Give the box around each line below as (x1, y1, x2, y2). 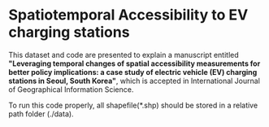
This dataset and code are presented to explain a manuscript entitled (8, 50, 240, 59)
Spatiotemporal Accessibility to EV (8, 6, 249, 24)
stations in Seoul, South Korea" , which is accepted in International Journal (8, 76, 260, 85)
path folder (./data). (8, 108, 75, 119)
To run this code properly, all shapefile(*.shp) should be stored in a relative (8, 100, 258, 110)
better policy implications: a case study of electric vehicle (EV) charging (8, 67, 258, 77)
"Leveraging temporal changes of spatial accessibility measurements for (8, 59, 261, 68)
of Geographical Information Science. (8, 84, 134, 94)
